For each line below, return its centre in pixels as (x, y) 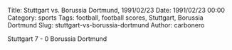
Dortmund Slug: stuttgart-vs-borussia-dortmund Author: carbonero (106, 25)
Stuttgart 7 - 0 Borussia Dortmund (57, 39)
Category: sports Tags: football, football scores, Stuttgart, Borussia (106, 18)
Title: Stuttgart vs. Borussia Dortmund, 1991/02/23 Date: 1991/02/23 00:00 (116, 10)
